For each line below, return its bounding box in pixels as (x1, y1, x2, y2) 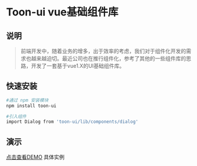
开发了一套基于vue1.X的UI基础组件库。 (31, 63, 125, 69)
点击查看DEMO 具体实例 (6, 154, 65, 161)
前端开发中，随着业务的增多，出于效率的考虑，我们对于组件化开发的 (20, 48, 186, 54)
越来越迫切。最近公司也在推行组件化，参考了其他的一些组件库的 (31, 55, 186, 62)
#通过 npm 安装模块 (6, 97, 49, 103)
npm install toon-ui (6, 103, 57, 109)
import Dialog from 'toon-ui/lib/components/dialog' (6, 119, 139, 125)
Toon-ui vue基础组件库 (6, 5, 119, 19)
